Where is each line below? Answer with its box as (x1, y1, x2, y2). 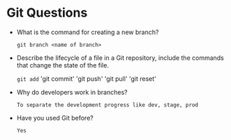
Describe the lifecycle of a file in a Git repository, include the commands (16, 54, 224, 62)
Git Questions (6, 5, 88, 21)
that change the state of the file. (16, 61, 110, 69)
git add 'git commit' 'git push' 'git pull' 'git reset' (16, 75, 156, 83)
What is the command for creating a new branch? (16, 28, 159, 36)
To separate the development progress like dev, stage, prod (16, 101, 199, 109)
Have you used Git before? (16, 114, 94, 122)
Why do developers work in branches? (16, 88, 128, 96)
